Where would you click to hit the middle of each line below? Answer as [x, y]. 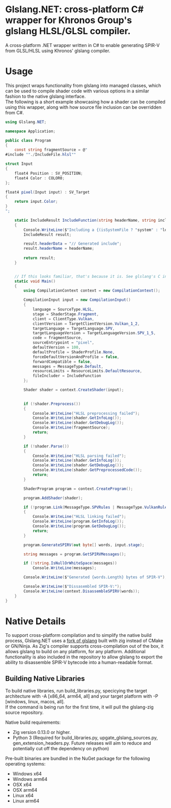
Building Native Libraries [45, 679]
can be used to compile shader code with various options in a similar [77, 91]
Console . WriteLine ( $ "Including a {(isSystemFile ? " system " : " [93, 230]
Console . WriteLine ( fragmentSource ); [71, 427]
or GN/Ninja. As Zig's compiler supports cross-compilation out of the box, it [84, 646]
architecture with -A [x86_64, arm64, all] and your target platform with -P [82, 696]
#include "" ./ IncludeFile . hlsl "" [41, 155]
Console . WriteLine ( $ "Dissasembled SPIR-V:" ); [73, 586]
